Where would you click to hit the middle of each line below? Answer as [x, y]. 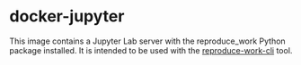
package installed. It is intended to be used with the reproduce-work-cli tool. [151, 50]
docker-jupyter [67, 16]
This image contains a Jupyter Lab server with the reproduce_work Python [147, 41]
